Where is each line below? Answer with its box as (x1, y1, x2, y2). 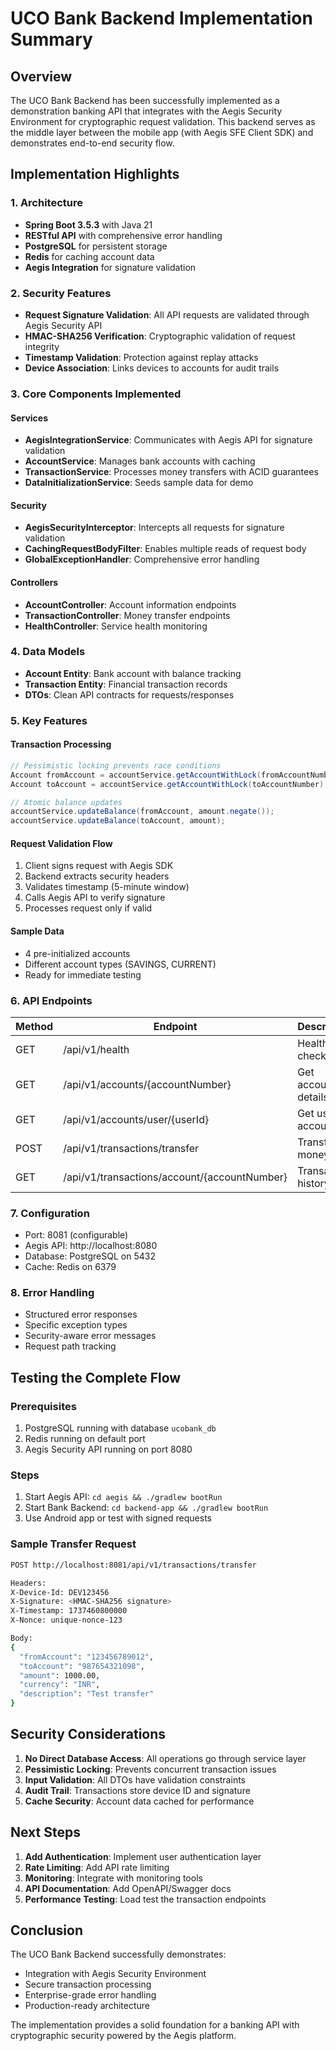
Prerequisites (10, 1399, 77, 1413)
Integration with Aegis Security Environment (24, 1968, 207, 1980)
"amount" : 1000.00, (19, 1670, 101, 1681)
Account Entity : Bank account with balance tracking (24, 667, 242, 679)
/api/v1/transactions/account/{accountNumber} (63, 1170, 288, 1184)
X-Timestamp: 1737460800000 (10, 1606, 128, 1616)
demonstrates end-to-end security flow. (10, 137, 175, 149)
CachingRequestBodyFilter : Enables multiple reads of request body (24, 543, 307, 555)
